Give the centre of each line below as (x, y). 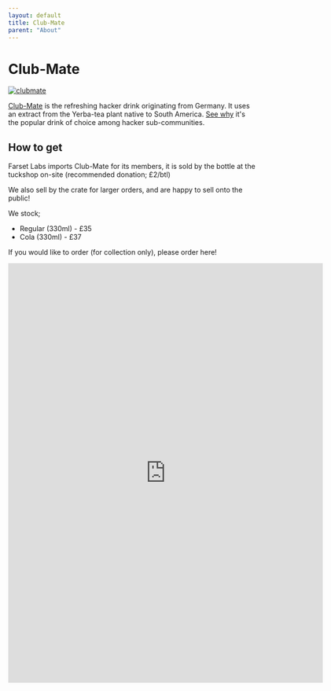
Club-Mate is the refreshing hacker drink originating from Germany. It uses (129, 106)
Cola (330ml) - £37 (51, 237)
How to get (35, 147)
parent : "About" (35, 30)
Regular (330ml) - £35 (55, 229)
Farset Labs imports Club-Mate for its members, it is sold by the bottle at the (132, 167)
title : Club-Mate (37, 23)
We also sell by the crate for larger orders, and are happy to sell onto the (125, 190)
